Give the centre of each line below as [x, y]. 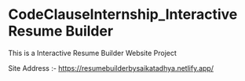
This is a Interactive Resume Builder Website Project [92, 53]
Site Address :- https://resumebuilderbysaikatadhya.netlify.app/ [111, 68]
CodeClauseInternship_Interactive [123, 15]
